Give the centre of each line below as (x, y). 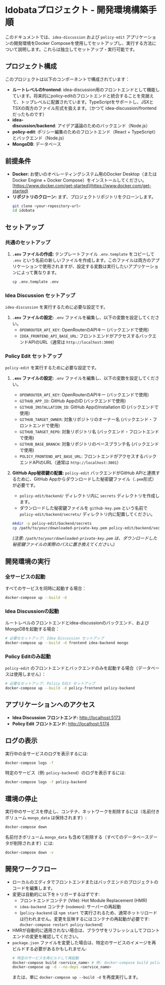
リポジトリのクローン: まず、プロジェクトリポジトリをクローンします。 (84, 197)
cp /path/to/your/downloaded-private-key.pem (59, 528)
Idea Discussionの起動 (32, 611)
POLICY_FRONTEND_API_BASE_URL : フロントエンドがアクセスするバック (88, 457)
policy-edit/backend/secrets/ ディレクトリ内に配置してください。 (87, 514)
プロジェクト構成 (31, 66)
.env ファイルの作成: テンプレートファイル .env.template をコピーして (83, 254)
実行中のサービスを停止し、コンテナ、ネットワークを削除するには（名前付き (82, 812)
